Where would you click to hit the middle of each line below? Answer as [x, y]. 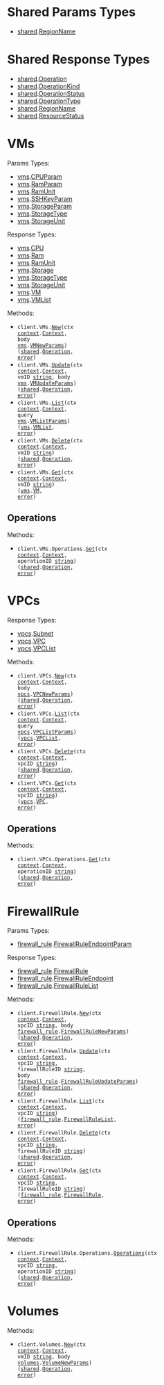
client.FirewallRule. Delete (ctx [64, 1133]
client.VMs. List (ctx [47, 403]
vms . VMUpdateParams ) [47, 383]
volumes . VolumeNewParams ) [54, 1363]
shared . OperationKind [48, 86]
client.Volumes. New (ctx [52, 1345]
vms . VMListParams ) [44, 421]
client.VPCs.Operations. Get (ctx [64, 860]
